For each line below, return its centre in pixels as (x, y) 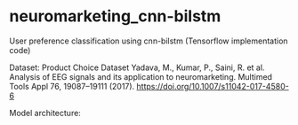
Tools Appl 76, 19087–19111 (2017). (72, 86)
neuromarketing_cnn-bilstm (115, 16)
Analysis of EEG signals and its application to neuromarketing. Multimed (141, 76)
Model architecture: (45, 113)
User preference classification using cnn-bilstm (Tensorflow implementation (149, 41)
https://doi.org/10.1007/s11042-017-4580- (213, 86)
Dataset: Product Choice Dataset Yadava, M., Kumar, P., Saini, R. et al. (137, 67)
